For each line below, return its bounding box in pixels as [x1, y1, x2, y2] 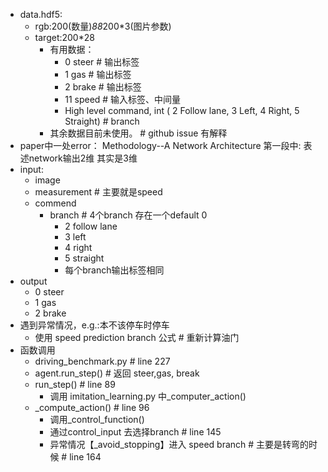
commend [34, 197, 77, 209]
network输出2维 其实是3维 [28, 152, 138, 164]
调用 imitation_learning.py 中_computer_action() [49, 390, 247, 402]
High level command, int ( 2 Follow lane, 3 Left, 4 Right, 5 [64, 105, 300, 116]
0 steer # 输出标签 [64, 56, 140, 68]
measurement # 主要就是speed [34, 186, 163, 198]
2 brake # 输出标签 [64, 81, 142, 93]
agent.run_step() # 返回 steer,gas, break [34, 367, 200, 379]
